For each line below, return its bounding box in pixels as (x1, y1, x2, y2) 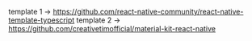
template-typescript (8, 15, 75, 25)
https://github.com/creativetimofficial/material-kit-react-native (8, 24, 216, 33)
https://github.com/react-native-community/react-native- (52, 7, 244, 16)
